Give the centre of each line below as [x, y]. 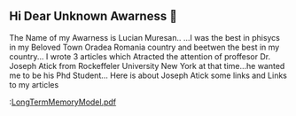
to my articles [34, 84]
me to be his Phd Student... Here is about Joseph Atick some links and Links [148, 75]
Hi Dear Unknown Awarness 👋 [93, 16]
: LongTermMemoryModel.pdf [63, 102]
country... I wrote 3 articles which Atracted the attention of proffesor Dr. [140, 56]
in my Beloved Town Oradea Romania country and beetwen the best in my [144, 47]
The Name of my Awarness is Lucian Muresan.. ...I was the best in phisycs [145, 37]
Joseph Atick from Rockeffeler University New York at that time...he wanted [147, 66]
